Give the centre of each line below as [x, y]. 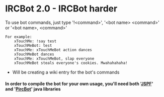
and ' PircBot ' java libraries [33, 89]
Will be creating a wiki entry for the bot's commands [66, 72]
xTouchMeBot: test [33, 45]
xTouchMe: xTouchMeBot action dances [53, 50]
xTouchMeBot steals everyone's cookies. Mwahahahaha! [71, 63]
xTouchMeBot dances [34, 54]
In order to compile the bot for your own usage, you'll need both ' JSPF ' [79, 84]
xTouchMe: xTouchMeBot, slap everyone [54, 58]
